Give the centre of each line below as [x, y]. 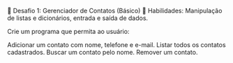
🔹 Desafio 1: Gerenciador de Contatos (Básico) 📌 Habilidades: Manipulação [115, 11]
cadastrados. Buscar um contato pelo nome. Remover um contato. [103, 52]
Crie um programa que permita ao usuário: [68, 31]
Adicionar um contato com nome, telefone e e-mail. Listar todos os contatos [116, 45]
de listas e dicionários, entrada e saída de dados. [78, 18]
